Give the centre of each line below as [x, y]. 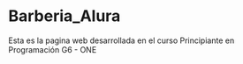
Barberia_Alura [65, 16]
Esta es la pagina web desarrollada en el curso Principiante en [121, 40]
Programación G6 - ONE [53, 49]
